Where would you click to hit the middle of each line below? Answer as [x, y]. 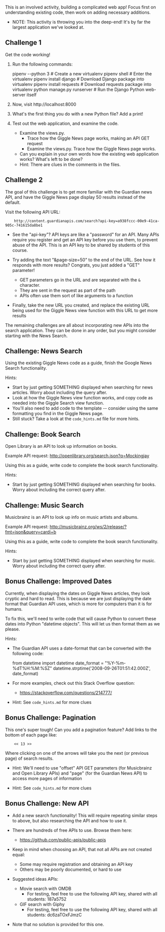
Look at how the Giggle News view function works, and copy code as [82, 398]
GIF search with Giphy [42, 904]
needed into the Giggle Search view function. [58, 403]
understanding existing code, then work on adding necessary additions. [78, 12]
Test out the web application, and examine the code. [66, 123]
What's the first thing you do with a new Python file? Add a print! [78, 114]
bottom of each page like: [31, 735]
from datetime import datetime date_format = [58, 663]
